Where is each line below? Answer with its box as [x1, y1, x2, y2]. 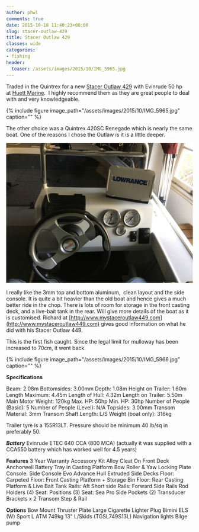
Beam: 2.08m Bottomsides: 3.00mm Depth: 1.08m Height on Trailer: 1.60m [6, 385, 187, 392]
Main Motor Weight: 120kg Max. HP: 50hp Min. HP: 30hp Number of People [6, 398, 190, 405]
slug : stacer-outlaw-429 [6, 28, 68, 34]
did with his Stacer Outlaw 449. [6, 326, 83, 334]
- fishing [6, 53, 31, 59]
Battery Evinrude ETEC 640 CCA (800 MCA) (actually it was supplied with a [6, 439, 192, 447]
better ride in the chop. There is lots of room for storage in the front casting [6, 301, 190, 308]
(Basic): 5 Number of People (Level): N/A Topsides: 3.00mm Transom [6, 403, 175, 411]
